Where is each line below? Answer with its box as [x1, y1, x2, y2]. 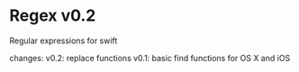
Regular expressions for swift [9, 35, 118, 46]
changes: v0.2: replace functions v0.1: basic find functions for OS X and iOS [9, 52, 291, 63]
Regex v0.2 [9, 5, 96, 26]
